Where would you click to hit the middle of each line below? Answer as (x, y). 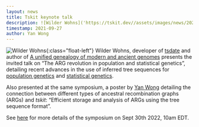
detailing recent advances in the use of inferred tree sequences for (88, 69)
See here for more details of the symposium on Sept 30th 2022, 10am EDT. (98, 118)
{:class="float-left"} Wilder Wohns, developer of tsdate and (118, 50)
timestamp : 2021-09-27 (34, 28)
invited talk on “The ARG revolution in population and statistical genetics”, (96, 63)
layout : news (22, 12)
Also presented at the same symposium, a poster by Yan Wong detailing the (99, 87)
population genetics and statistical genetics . (60, 76)
